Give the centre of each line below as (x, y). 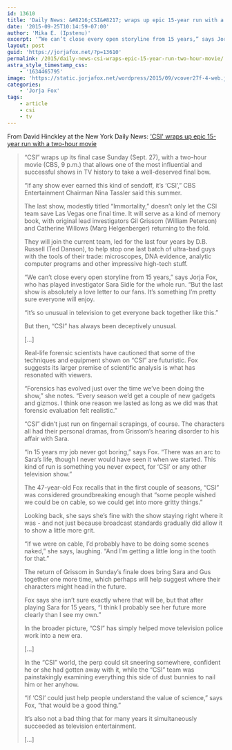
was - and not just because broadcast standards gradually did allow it (123, 523)
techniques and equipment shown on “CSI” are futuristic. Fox (111, 360)
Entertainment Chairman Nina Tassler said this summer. (103, 193)
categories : (24, 84)
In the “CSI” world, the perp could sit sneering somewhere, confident (122, 662)
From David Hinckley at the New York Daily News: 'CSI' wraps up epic (106, 136)
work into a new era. (53, 635)
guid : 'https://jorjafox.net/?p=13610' (65, 53)
